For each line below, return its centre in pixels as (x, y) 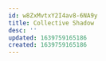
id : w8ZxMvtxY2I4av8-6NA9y (53, 15)
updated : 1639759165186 (48, 38)
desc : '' (23, 30)
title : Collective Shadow (51, 23)
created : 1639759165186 (48, 45)
